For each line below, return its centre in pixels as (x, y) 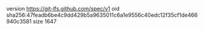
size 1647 (44, 21)
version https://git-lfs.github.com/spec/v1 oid (63, 9)
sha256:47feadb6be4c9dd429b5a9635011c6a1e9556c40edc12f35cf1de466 (102, 15)
